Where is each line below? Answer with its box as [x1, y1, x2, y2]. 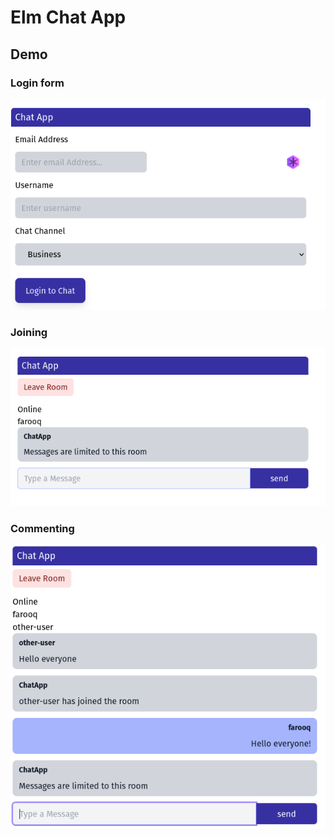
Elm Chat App [10, 6, 127, 29]
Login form [10, 76, 65, 90]
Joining [10, 325, 48, 339]
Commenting [10, 521, 75, 535]
